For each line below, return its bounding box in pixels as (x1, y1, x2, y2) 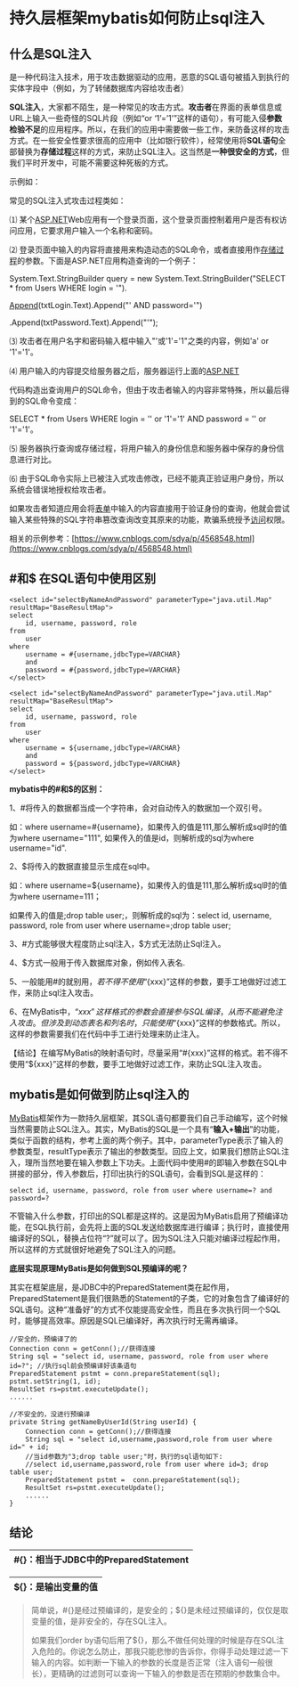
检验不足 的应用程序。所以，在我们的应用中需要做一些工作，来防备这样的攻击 (9, 124, 290, 134)
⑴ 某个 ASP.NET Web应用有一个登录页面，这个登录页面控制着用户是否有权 (9, 215, 279, 224)
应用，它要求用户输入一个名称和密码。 (16, 225, 158, 236)
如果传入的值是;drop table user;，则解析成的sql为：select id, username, (9, 909, 272, 920)
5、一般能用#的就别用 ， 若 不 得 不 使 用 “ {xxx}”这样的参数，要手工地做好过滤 (9, 976, 279, 987)
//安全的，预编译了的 (9, 1334, 77, 1343)
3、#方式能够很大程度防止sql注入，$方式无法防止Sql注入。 (9, 938, 226, 949)
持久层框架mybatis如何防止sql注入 (9, 8, 265, 29)
